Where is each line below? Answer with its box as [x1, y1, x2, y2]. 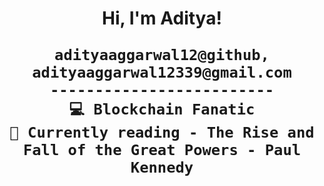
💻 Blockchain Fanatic [68, 100, 256, 119]
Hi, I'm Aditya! [102, 7, 222, 30]
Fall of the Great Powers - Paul [22, 141, 302, 160]
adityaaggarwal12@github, [54, 46, 270, 65]
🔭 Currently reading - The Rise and [9, 123, 315, 142]
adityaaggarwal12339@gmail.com [32, 63, 292, 82]
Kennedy [130, 158, 194, 177]
